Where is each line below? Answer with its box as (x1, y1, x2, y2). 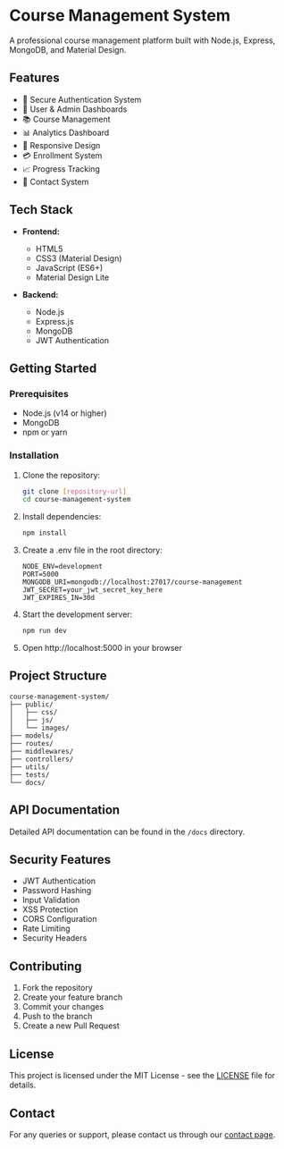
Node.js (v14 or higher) (21, 408, 107, 418)
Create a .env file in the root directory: (21, 545, 163, 555)
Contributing (9, 959, 82, 974)
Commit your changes (21, 1001, 104, 1012)
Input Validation (21, 895, 80, 906)
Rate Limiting (21, 923, 71, 934)
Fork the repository (21, 983, 94, 993)
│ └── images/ (9, 723, 70, 732)
